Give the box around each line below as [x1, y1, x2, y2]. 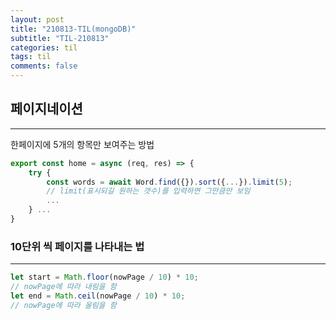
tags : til [10, 52, 52, 62]
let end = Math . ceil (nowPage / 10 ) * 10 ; [10, 291, 186, 301]
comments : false [10, 61, 78, 71]
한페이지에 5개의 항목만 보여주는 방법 [10, 138, 155, 150]
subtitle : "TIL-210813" [10, 33, 110, 43]
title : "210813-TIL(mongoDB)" [10, 24, 137, 34]
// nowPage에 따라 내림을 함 [10, 282, 117, 292]
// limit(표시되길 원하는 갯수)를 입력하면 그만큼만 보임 [46, 186, 251, 196]
